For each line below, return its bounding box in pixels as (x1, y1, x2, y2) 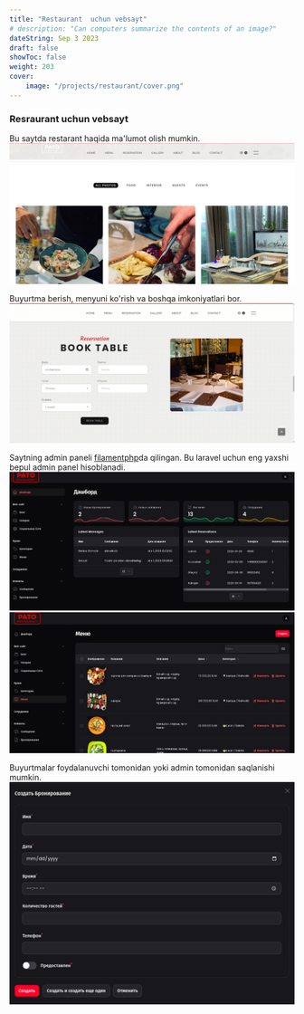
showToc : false (9, 53, 67, 62)
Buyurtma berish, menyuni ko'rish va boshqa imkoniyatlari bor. (9, 293, 242, 304)
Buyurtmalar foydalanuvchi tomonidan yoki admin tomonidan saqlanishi (9, 762, 275, 773)
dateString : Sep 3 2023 (9, 33, 100, 43)
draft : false (9, 43, 59, 53)
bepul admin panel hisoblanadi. (9, 462, 126, 473)
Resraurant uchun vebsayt (9, 112, 128, 125)
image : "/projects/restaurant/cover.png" (25, 81, 184, 91)
